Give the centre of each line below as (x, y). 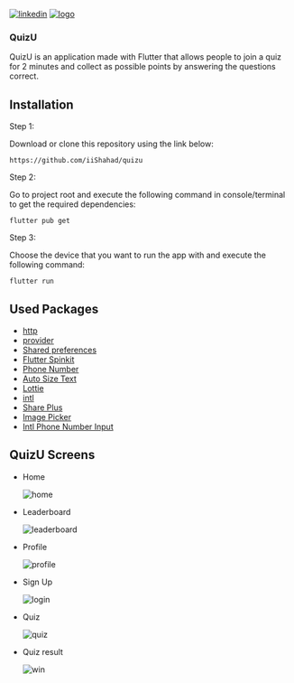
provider (38, 340)
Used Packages (54, 309)
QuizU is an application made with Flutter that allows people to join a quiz (146, 57)
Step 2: (23, 177)
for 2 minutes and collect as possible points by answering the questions (143, 67)
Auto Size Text (49, 379)
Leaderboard (46, 511)
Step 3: (23, 238)
